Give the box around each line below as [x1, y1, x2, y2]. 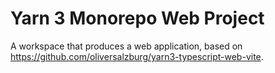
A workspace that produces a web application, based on [10, 40, 243, 52]
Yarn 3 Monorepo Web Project [10, 7, 265, 30]
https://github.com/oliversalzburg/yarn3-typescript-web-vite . [10, 50, 264, 62]
